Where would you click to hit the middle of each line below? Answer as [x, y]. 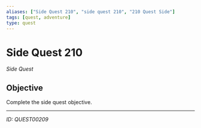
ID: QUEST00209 [28, 120]
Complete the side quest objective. [49, 102]
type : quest [21, 23]
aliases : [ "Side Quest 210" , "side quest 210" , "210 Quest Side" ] [91, 12]
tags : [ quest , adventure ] [38, 17]
